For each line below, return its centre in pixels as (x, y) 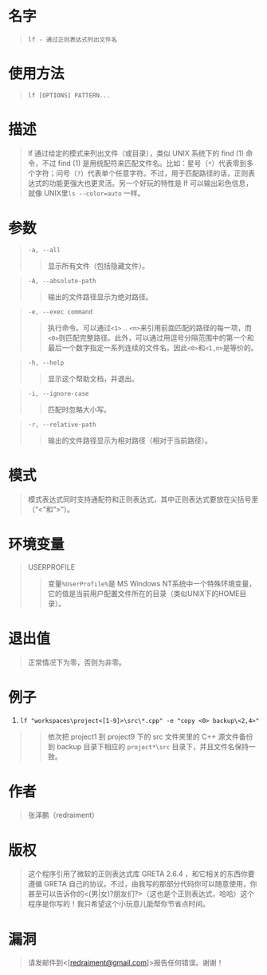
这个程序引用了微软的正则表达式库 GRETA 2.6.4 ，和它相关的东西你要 (141, 874)
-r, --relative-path (62, 424)
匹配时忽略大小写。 (79, 409)
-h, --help (46, 363)
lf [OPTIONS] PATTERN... (69, 95)
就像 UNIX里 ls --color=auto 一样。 (86, 193)
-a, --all (44, 250)
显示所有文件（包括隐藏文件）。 (98, 266)
